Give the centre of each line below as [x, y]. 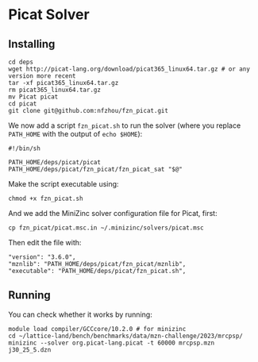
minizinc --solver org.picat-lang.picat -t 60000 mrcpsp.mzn [112, 343]
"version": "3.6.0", [42, 257]
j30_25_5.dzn [30, 350]
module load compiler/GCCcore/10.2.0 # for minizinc [97, 329]
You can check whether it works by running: [80, 314]
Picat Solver [49, 15]
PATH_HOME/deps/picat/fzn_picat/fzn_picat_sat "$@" [95, 169]
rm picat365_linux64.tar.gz [55, 90]
